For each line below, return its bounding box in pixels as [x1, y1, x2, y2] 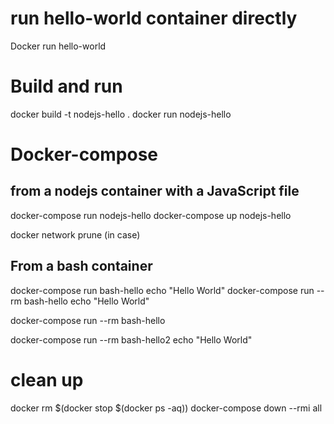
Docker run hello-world [10, 40, 107, 52]
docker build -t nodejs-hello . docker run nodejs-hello [10, 108, 232, 120]
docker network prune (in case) [10, 228, 141, 241]
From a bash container [10, 258, 153, 275]
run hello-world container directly [10, 7, 298, 30]
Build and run [10, 75, 123, 98]
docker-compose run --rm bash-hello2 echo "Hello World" [10, 333, 253, 346]
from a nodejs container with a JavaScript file [10, 183, 300, 200]
